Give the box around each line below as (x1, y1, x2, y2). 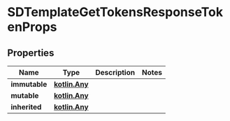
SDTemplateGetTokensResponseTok (7, 4, 224, 20)
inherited (10, 102, 42, 112)
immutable (10, 80, 48, 89)
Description (95, 68, 135, 77)
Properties (7, 47, 55, 59)
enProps (7, 19, 57, 35)
